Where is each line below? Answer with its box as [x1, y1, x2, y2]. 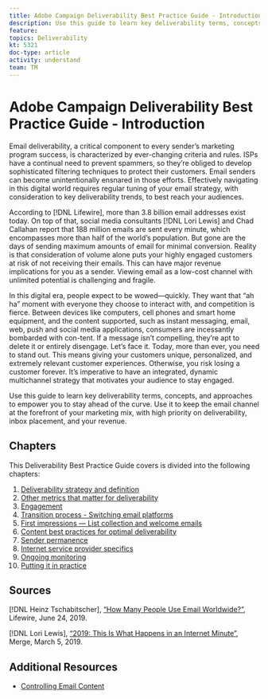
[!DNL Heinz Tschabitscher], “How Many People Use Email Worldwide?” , [9, 605, 246, 615]
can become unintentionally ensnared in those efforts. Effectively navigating [9, 175, 258, 184]
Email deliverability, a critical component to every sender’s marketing [9, 141, 235, 151]
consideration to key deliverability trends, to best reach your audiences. [9, 192, 244, 202]
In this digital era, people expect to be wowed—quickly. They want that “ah [9, 290, 254, 300]
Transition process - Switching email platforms [20, 509, 174, 519]
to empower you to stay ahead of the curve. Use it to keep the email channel [9, 399, 259, 409]
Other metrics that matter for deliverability [20, 493, 158, 502]
